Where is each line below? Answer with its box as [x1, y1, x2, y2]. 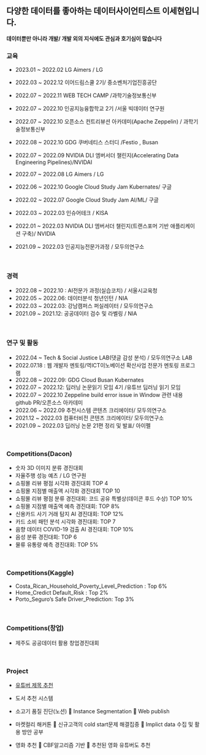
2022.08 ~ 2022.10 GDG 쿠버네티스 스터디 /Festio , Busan [15, 139, 158, 146]
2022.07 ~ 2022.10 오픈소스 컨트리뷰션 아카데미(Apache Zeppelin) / [15, 118, 182, 125]
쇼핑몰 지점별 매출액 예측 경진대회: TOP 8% [15, 503, 120, 510]
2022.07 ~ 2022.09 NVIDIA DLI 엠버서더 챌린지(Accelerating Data [15, 152, 179, 159]
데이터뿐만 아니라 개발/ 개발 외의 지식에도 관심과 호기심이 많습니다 [6, 34, 162, 42]
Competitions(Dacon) [6, 449, 72, 458]
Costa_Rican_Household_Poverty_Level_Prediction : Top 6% [15, 582, 167, 590]
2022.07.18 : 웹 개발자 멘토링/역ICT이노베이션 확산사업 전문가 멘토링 [15, 361, 179, 369]
